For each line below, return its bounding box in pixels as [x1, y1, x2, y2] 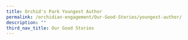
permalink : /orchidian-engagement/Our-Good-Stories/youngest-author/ [6, 14, 183, 20]
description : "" [6, 19, 46, 25]
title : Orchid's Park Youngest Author [6, 8, 102, 15]
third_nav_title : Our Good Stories [6, 25, 95, 31]
